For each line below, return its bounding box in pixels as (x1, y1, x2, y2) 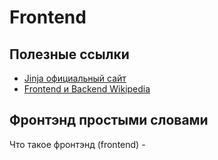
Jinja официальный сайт (23, 72, 127, 84)
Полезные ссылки (9, 46, 130, 63)
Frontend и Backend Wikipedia (23, 83, 151, 95)
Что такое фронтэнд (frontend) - (9, 138, 146, 150)
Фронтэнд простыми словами (9, 112, 209, 129)
